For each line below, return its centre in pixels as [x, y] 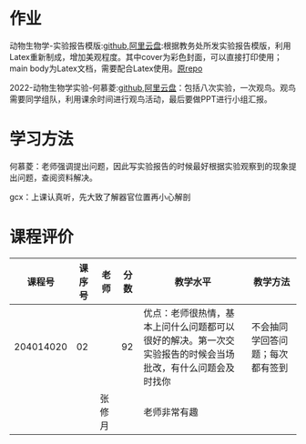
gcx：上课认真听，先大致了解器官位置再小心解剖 [100, 197]
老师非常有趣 [171, 412]
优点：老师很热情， [184, 313]
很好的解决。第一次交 [189, 340]
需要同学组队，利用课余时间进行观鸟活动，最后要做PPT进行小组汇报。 [141, 99]
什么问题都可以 [203, 327]
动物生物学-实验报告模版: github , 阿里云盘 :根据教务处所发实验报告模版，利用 [150, 45]
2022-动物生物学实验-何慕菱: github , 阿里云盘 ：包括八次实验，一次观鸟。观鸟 [153, 87]
